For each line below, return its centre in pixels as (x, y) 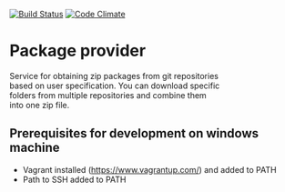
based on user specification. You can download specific (115, 86)
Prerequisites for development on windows (134, 133)
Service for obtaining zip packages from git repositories (114, 76)
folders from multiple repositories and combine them (108, 95)
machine (35, 148)
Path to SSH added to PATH (74, 179)
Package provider (78, 51)
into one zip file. (40, 105)
